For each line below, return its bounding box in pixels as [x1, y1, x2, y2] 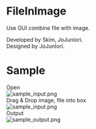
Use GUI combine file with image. [6, 24, 90, 31]
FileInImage [6, 4, 67, 18]
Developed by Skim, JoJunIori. [6, 36, 83, 43]
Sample [6, 64, 46, 78]
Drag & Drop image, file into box [6, 96, 86, 104]
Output [6, 109, 24, 116]
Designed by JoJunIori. [6, 42, 65, 50]
